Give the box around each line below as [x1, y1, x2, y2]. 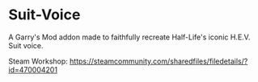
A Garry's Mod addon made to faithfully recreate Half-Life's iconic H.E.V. [8, 32, 251, 42]
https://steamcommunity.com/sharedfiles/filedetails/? [70, 56, 248, 66]
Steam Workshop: [8, 56, 69, 66]
